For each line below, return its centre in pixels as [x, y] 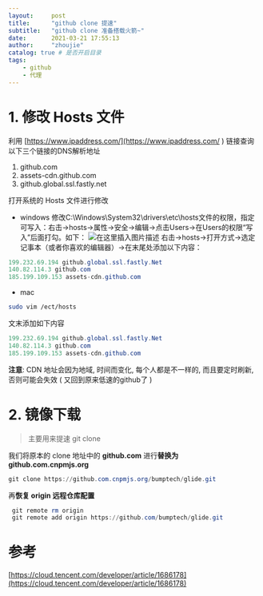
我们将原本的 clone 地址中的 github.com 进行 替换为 [94, 455]
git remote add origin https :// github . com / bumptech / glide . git [118, 518]
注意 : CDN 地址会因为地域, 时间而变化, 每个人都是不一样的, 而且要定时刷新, [131, 369]
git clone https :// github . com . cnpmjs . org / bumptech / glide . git [112, 479]
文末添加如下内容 [36, 324]
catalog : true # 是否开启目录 [55, 53]
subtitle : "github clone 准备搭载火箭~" [76, 30]
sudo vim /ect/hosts [43, 307]
